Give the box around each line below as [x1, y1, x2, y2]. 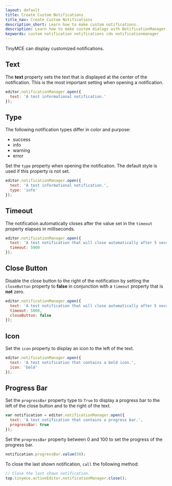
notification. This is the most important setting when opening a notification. [5, 79, 164, 85]
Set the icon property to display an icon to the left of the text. [5, 346, 134, 352]
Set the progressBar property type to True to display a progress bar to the [5, 397, 160, 403]
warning [12, 147, 31, 154]
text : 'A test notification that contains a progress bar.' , [10, 417, 143, 423]
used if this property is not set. [5, 168, 70, 174]
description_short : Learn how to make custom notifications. [5, 22, 139, 27]
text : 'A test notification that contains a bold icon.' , [10, 360, 137, 365]
